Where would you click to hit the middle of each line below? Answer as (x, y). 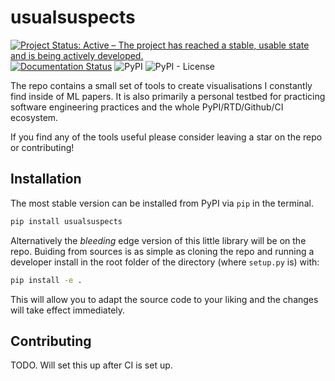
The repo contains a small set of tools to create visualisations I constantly (161, 85)
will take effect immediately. (68, 310)
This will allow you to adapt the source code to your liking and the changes (164, 299)
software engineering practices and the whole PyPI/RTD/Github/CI (147, 107)
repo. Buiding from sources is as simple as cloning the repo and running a (162, 251)
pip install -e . (46, 280)
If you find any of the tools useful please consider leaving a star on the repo (166, 137)
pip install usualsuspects (66, 221)
